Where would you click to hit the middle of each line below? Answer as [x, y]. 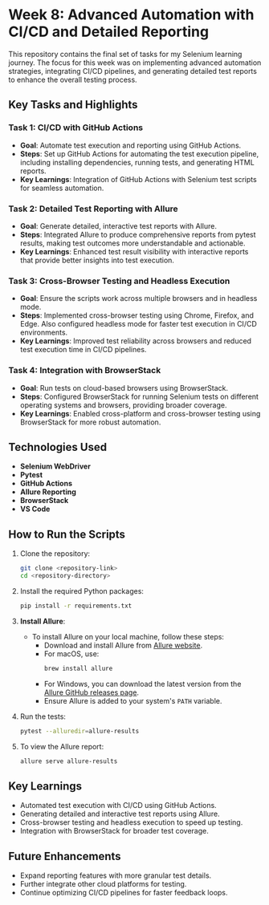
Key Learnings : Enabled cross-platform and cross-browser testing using [140, 413]
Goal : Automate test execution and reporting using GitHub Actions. [130, 145]
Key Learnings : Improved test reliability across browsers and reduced [135, 341]
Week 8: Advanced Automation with [131, 15]
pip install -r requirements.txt [76, 606]
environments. [44, 333]
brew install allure [78, 668]
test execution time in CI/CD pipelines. [83, 350]
